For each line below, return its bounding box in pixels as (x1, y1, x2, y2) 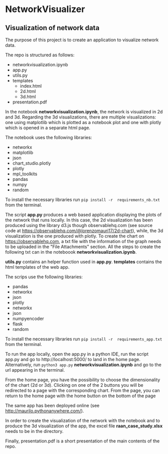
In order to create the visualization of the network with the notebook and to (5, 418, 160, 423)
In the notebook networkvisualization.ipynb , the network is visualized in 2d (5, 109, 163, 115)
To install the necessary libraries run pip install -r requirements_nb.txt (5, 197, 160, 202)
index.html (20, 83, 42, 89)
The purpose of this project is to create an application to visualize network (5, 37, 159, 43)
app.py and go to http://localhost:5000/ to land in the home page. (5, 357, 140, 362)
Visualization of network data (5, 24, 100, 32)
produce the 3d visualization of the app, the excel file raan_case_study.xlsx (5, 423, 163, 429)
